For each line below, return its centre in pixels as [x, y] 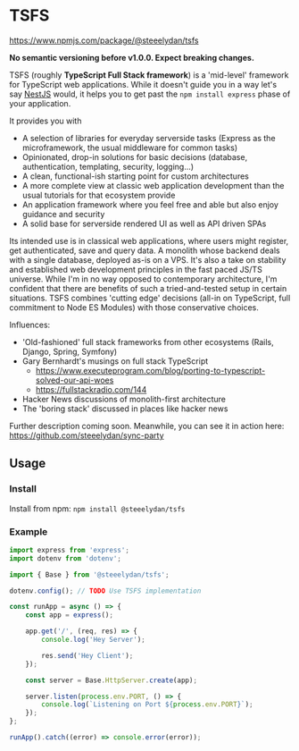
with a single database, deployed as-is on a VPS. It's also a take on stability [148, 259]
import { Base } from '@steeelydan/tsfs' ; [89, 574]
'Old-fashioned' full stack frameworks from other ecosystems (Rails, [148, 342]
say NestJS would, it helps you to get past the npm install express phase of [150, 94]
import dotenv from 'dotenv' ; [66, 558]
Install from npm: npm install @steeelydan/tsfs [97, 508]
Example [29, 531]
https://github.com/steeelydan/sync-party [87, 435]
